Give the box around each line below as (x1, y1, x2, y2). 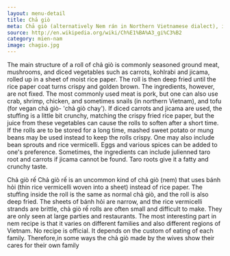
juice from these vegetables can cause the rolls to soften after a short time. (7, 119, 219, 127)
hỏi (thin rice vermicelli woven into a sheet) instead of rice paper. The (7, 183, 203, 191)
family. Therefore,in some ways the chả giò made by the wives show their (7, 234, 215, 242)
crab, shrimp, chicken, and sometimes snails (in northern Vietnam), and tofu (7, 97, 222, 105)
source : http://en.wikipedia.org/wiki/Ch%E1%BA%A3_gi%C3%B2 (7, 29, 183, 36)
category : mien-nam (7, 36, 63, 42)
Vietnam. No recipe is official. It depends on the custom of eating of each (7, 227, 214, 235)
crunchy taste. (7, 162, 48, 170)
